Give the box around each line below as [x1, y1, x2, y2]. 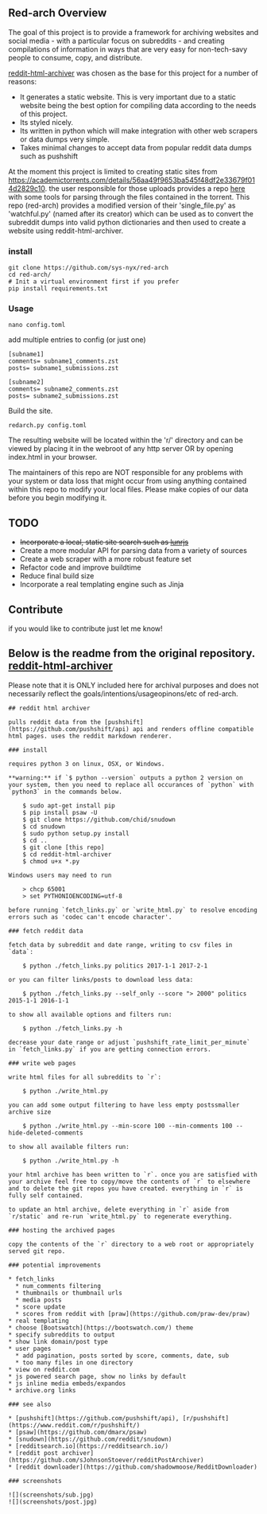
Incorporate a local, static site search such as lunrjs [19, 537, 189, 547]
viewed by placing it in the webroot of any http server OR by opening [8, 444, 234, 453]
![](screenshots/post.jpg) [8, 1497, 98, 1506]
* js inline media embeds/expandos [8, 1380, 126, 1388]
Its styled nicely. [19, 117, 74, 126]
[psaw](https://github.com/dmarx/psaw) [15, 1428, 148, 1436]
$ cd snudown [22, 823, 66, 831]
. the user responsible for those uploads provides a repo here [44, 183, 246, 193]
